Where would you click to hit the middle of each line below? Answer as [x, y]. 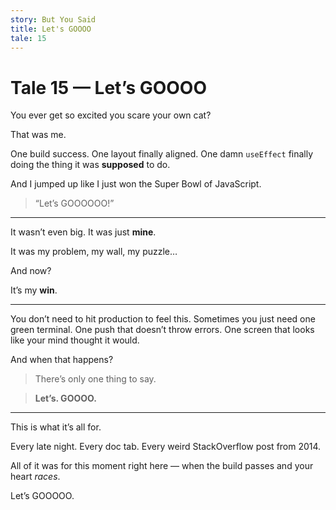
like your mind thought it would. [75, 340]
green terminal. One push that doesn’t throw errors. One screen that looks [162, 330]
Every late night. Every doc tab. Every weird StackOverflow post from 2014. [166, 447]
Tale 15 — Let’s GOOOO [109, 87]
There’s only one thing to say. [95, 379]
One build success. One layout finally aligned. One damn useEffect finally [162, 154]
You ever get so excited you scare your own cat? [111, 115]
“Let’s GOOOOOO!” [74, 203]
